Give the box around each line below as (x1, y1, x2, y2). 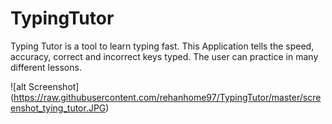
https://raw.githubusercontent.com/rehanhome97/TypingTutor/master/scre (13, 91, 322, 103)
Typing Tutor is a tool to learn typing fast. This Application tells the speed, (10, 40, 315, 52)
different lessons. (10, 61, 82, 73)
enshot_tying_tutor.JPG (10, 102, 107, 114)
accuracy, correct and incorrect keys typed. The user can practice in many (10, 50, 319, 62)
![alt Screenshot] (10, 80, 80, 92)
